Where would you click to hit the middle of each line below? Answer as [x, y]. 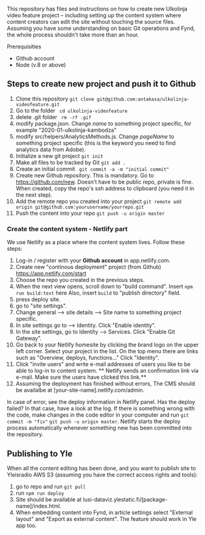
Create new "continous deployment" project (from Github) [89, 267]
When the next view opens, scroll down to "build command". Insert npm [104, 287]
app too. [26, 525]
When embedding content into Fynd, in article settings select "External [104, 512]
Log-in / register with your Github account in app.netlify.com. [93, 260]
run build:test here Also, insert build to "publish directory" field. [98, 293]
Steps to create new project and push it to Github [102, 84]
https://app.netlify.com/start [51, 273]
